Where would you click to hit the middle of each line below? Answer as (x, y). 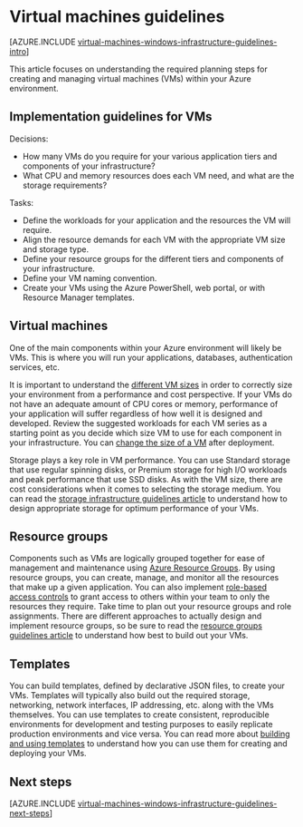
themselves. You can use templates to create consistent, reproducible (139, 715)
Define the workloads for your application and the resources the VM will (156, 220)
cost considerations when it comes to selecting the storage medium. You (145, 489)
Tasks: (22, 202)
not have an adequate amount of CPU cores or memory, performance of (144, 404)
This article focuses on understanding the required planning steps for (139, 69)
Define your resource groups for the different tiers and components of (153, 258)
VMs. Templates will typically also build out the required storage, (130, 696)
